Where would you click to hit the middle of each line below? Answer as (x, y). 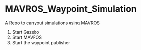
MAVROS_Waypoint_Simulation (71, 9)
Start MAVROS (27, 37)
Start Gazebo (26, 32)
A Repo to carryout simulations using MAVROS (53, 23)
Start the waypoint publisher (41, 42)
